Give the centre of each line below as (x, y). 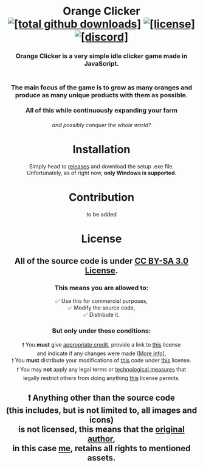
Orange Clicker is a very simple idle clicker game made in (101, 56)
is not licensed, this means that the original (101, 430)
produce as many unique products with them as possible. (101, 95)
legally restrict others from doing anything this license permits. (101, 378)
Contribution (101, 197)
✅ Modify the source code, (101, 308)
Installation (101, 149)
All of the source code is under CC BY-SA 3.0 (101, 261)
